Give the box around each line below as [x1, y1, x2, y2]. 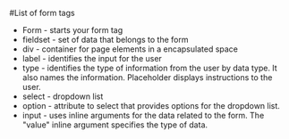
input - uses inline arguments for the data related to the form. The [21, 110, 265, 120]
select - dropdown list [21, 91, 104, 102]
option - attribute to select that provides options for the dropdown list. [21, 101, 280, 110]
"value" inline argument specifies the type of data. [21, 119, 208, 130]
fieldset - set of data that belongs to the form [21, 35, 189, 45]
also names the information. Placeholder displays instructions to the [21, 72, 273, 83]
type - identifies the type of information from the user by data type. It [21, 62, 277, 73]
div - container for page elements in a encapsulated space [21, 44, 239, 54]
